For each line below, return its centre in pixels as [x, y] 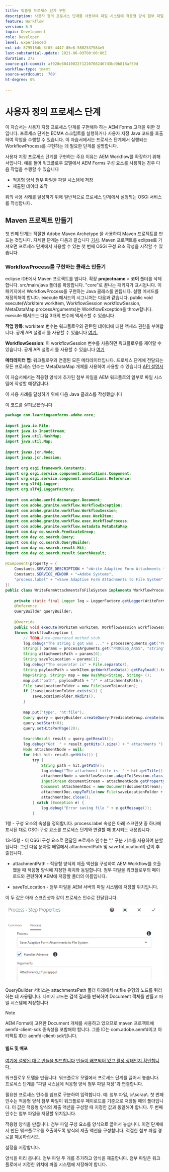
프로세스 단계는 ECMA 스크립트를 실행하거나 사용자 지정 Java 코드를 [87, 133]
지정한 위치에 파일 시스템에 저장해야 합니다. [65, 1164]
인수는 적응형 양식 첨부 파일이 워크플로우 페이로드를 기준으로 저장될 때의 [76, 1101]
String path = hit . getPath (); [73, 765]
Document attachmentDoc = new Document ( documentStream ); [102, 787]
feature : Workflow [24, 21]
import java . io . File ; [28, 425]
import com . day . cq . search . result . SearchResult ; [56, 553]
